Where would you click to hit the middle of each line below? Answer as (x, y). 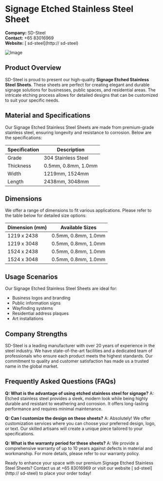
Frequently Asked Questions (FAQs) (61, 382)
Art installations (28, 319)
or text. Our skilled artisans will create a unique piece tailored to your (74, 428)
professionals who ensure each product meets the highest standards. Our (79, 356)
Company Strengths (36, 334)
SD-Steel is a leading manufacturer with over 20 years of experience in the (80, 346)
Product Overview (33, 68)
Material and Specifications (48, 116)
